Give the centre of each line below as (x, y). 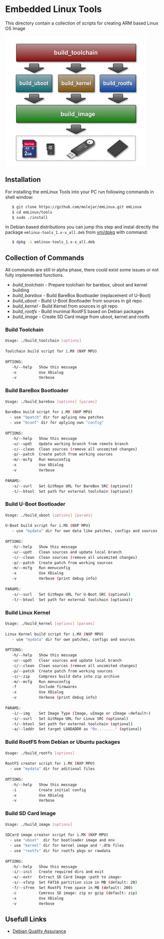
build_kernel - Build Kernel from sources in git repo (65, 306)
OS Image (15, 28)
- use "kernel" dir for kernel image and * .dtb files (67, 846)
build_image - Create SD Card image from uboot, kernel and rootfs (81, 317)
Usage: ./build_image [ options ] (39, 824)
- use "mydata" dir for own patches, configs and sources (73, 640)
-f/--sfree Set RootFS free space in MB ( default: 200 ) (72, 888)
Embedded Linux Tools (53, 9)
